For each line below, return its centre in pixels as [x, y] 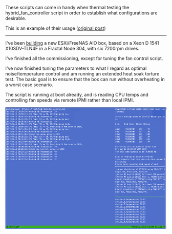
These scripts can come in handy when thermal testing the [67, 7]
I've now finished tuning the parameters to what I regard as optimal [76, 68]
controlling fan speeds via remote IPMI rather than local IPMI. [70, 100]
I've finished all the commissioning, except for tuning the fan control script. [84, 58]
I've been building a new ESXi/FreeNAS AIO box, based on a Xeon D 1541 [82, 43]
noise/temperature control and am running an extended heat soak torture [82, 74]
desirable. [16, 18]
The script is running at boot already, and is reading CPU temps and [77, 95]
